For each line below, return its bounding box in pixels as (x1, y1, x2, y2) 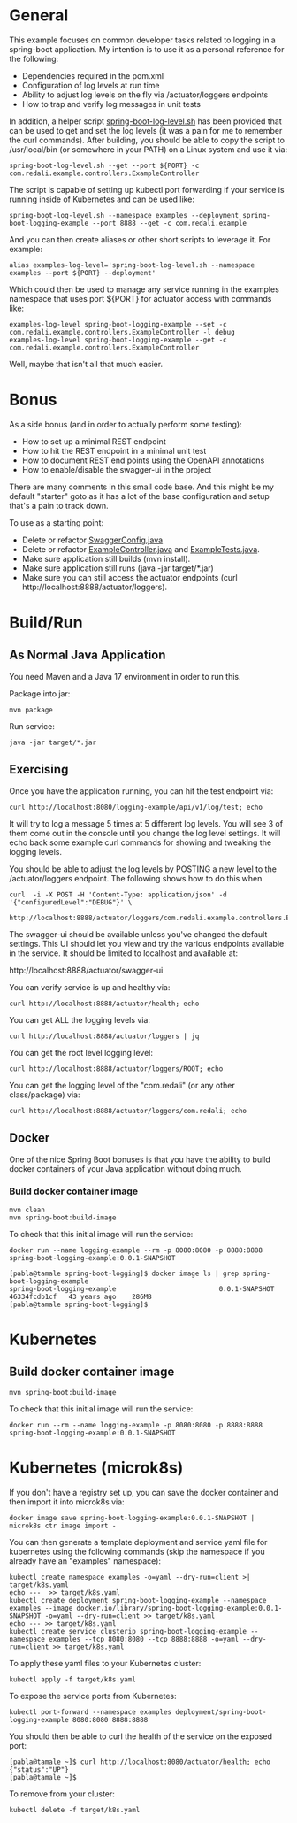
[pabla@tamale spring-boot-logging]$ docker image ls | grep (9, 1269, 240, 1278)
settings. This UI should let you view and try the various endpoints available (9, 938, 285, 949)
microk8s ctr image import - (9, 1521, 117, 1530)
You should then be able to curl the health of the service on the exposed (9, 1731, 272, 1742)
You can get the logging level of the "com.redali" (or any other (9, 1080, 236, 1090)
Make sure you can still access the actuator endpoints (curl (21, 572, 238, 582)
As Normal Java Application (9, 648, 166, 663)
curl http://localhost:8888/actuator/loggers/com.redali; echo (9, 1106, 247, 1115)
